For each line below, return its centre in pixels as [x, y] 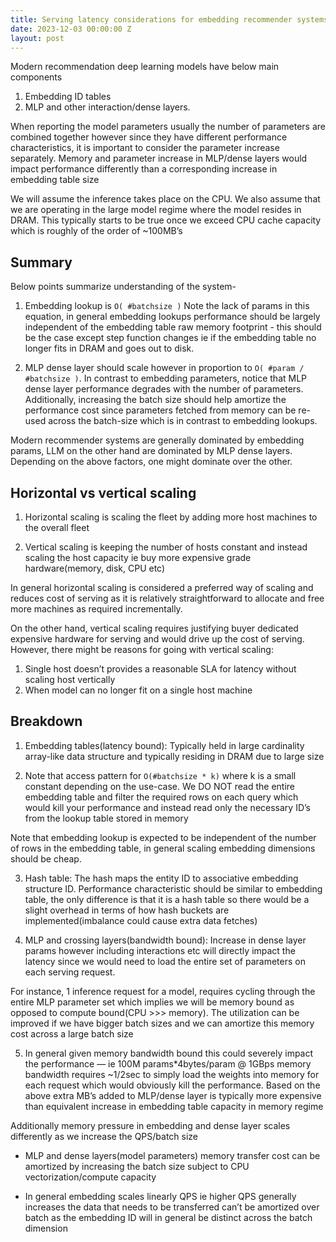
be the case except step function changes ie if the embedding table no [170, 338]
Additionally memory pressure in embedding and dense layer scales [150, 1125]
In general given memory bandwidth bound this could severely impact [169, 1053]
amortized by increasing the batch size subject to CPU [137, 1166]
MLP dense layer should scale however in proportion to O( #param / [164, 368]
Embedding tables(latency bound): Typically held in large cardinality [164, 745]
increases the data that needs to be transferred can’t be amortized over [172, 1207]
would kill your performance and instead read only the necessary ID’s [167, 807]
